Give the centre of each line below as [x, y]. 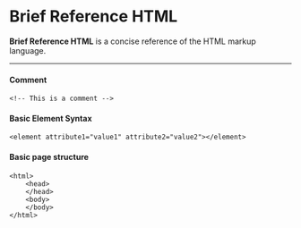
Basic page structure [49, 156]
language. [28, 50]
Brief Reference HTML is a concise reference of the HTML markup [133, 41]
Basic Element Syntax [51, 118]
